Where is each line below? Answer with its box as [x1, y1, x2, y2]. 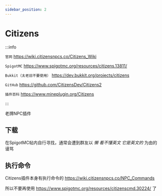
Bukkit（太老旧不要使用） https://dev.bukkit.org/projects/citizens [5, 72, 130, 78]
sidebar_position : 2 [5, 7, 47, 12]
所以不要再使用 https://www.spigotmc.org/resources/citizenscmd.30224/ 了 [5, 185, 157, 192]
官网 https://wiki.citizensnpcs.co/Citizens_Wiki [5, 53, 97, 59]
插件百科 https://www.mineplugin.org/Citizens [5, 91, 95, 97]
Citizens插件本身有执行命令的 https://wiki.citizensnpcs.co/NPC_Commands [5, 175, 155, 181]
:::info [5, 44, 16, 50]
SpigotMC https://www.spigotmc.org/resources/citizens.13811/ [5, 63, 128, 68]
